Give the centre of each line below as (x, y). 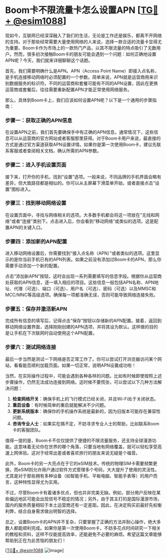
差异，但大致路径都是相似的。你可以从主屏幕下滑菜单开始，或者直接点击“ (80, 183)
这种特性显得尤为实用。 (38, 482)
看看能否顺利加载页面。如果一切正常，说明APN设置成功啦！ (75, 365)
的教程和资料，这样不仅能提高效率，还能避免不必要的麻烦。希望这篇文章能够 (83, 534)
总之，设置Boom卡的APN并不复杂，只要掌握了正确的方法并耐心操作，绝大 (81, 522)
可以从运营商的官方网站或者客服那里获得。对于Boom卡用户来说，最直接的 (85, 138)
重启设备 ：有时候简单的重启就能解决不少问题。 (60, 405)
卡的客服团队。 (28, 430)
